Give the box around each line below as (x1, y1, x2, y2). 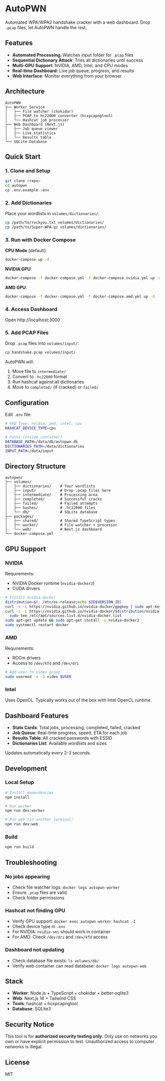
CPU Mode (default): (5, 248, 47, 254)
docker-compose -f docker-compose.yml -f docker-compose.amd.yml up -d (5, 294, 155, 299)
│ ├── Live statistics (5, 130, 56, 136)
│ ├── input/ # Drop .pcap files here (5, 488, 111, 493)
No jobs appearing (5, 873, 50, 880)
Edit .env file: (5, 411, 32, 417)
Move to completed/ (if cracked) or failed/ (12, 384, 99, 390)
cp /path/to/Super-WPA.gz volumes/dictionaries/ (5, 225, 107, 230)
